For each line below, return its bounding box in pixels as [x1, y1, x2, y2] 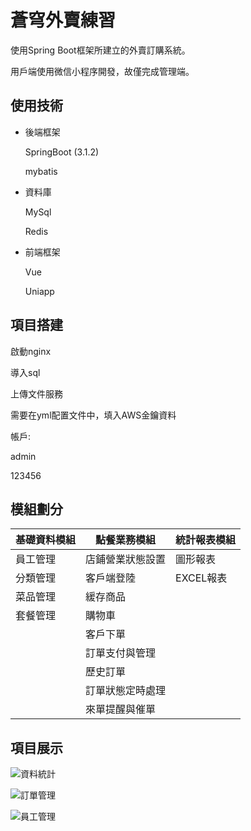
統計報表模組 [175, 533, 237, 547]
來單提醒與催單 [85, 702, 157, 716]
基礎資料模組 [15, 533, 77, 547]
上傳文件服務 [10, 387, 63, 400]
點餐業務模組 [95, 533, 157, 547]
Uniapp [24, 285, 55, 297]
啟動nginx [10, 345, 52, 357]
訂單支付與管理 [85, 646, 157, 660]
